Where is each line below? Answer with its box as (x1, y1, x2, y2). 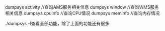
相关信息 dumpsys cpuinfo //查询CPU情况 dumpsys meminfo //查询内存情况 (5, 10, 160, 16)
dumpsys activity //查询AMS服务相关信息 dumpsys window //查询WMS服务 (5, 4, 159, 10)
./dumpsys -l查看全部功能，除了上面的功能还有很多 (5, 21, 110, 26)
